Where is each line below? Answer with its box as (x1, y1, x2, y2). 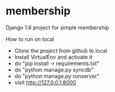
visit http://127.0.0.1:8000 (14, 79, 76, 86)
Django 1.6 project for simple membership (5, 24, 110, 31)
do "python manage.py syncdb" (14, 66, 94, 73)
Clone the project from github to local (14, 47, 108, 54)
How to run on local (5, 35, 55, 42)
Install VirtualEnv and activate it (14, 53, 93, 60)
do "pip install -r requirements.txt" (14, 60, 100, 67)
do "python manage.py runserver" (14, 72, 100, 79)
